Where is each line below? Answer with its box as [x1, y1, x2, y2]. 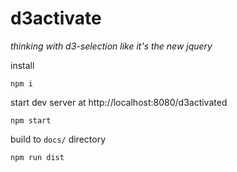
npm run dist [10, 152, 65, 162]
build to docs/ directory [10, 133, 107, 145]
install [10, 59, 35, 71]
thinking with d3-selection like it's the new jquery [10, 40, 213, 52]
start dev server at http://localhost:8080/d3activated [10, 96, 228, 108]
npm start [10, 115, 52, 126]
